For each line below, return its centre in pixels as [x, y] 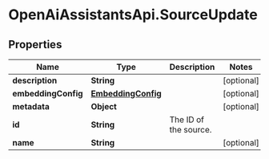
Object [104, 106]
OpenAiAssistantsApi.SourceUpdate [133, 15]
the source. [191, 130]
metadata [31, 106]
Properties [35, 45]
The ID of [187, 120]
